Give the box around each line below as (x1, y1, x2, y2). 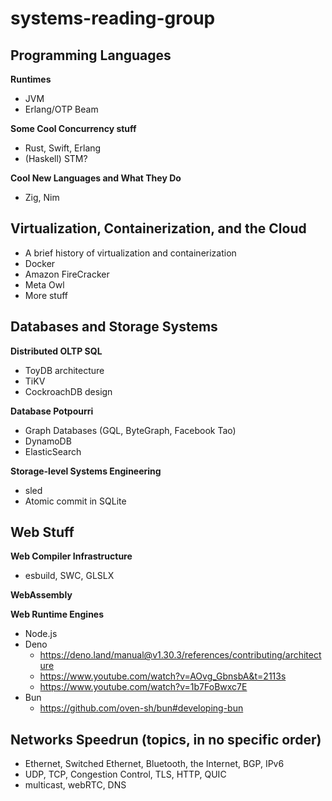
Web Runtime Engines (10, 608, 105, 621)
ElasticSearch (24, 445, 82, 457)
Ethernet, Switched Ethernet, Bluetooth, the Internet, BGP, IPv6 (24, 758, 285, 770)
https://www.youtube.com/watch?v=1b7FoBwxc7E (39, 681, 248, 693)
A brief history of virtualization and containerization (24, 247, 237, 259)
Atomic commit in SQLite (24, 495, 127, 507)
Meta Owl (24, 278, 65, 291)
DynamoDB (24, 435, 72, 447)
